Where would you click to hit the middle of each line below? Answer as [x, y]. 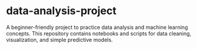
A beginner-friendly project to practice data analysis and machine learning [97, 27]
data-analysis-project [61, 11]
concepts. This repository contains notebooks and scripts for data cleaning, [99, 33]
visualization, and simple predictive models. [60, 40]
